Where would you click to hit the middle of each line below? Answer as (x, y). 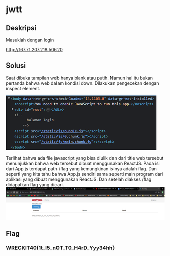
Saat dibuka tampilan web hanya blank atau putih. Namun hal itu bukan (79, 78)
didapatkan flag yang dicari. (35, 184)
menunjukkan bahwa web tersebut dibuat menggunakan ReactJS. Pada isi (83, 163)
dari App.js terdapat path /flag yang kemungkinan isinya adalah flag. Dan (81, 169)
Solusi (16, 66)
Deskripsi (21, 28)
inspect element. (23, 88)
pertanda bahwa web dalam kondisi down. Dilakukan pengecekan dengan (82, 83)
